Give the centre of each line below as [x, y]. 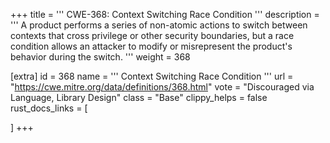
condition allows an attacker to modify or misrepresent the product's [151, 46]
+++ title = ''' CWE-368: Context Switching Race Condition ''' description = [165, 14]
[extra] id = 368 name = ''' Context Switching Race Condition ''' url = [152, 76]
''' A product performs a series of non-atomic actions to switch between [159, 25]
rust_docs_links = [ [49, 108]
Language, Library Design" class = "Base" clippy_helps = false [139, 97]
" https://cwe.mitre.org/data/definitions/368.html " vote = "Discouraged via [162, 87]
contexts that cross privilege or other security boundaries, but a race [152, 35]
